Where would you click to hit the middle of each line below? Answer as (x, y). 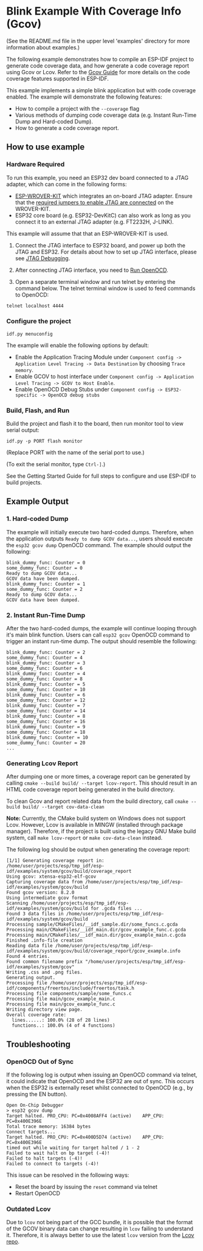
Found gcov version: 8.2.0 (40, 893)
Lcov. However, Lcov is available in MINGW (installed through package (95, 825)
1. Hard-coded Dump (37, 519)
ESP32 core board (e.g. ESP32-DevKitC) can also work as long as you (103, 215)
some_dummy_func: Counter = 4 (45, 658)
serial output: (23, 430)
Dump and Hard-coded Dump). (54, 121)
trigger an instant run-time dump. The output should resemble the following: (101, 641)
